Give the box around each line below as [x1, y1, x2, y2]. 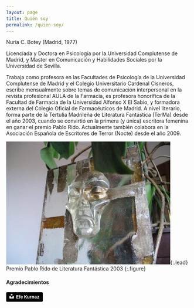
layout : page [6, 9, 38, 15]
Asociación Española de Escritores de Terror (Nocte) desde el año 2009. [6, 130, 182, 137]
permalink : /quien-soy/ [6, 22, 64, 28]
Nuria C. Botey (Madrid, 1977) [6, 39, 78, 46]
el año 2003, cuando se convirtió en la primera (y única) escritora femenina [6, 117, 189, 124]
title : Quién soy [6, 15, 49, 22]
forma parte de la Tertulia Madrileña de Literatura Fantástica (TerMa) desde [6, 111, 189, 119]
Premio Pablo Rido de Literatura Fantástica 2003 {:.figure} [6, 265, 147, 272]
